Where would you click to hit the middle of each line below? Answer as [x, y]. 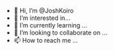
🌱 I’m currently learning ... [50, 25]
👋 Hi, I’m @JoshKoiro [44, 11]
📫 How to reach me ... [46, 40]
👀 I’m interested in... [42, 18]
